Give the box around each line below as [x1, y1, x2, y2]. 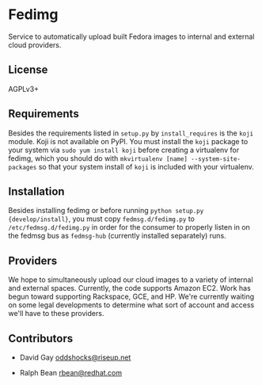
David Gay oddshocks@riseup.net [19, 353, 131, 362]
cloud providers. [8, 40, 62, 49]
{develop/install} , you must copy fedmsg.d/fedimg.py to [8, 214, 196, 223]
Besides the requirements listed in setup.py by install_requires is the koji [8, 128, 254, 138]
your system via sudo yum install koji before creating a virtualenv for [8, 145, 240, 154]
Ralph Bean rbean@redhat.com [19, 368, 123, 377]
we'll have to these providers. [8, 309, 104, 318]
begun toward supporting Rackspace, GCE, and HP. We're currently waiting [8, 292, 255, 302]
